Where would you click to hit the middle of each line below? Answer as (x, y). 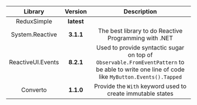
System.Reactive (34, 34)
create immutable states (140, 94)
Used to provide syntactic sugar (140, 48)
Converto (34, 90)
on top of (140, 55)
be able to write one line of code (140, 69)
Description (140, 11)
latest (76, 21)
